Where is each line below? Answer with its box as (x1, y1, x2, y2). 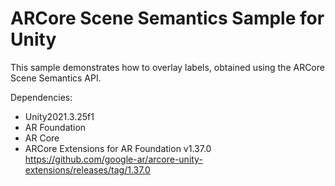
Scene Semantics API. (10, 72, 102, 84)
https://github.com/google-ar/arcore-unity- (24, 153, 203, 165)
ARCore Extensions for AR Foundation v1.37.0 (24, 142, 212, 154)
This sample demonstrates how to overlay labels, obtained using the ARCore (10, 61, 325, 73)
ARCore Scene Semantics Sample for (10, 7, 325, 30)
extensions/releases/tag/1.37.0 (24, 163, 151, 176)
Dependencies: (10, 91, 73, 103)
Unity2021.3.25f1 (24, 110, 95, 122)
